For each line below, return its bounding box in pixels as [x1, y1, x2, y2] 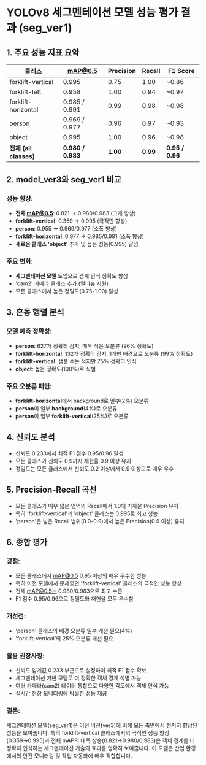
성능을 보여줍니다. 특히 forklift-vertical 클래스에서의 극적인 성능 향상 [6, 729, 170, 737]
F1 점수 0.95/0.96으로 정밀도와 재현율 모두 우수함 [15, 595, 134, 602]
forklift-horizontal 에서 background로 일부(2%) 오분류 [15, 397, 149, 404]
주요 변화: [6, 257, 34, 266]
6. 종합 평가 [6, 537, 48, 547]
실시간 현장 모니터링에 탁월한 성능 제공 [15, 690, 107, 697]
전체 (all [9, 144, 32, 152]
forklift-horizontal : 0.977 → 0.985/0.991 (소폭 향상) [15, 233, 145, 240]
